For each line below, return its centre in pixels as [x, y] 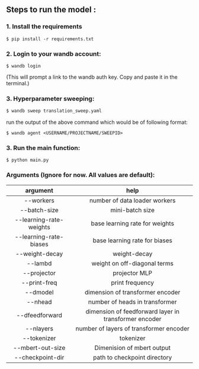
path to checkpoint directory [132, 357]
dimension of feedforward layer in [132, 312]
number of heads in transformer [132, 301]
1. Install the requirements [44, 27]
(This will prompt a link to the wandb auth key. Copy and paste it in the [92, 77]
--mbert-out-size [39, 348]
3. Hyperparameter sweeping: [50, 98]
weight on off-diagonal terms [132, 263]
